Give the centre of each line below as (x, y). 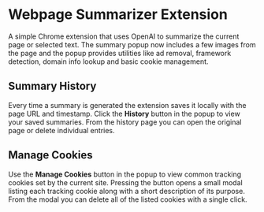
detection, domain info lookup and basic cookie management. (108, 61)
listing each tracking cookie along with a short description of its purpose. (127, 191)
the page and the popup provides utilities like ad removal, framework (120, 53)
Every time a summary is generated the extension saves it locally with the (127, 105)
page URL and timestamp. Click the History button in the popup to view (124, 113)
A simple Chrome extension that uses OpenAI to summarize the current (124, 36)
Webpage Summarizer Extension (118, 15)
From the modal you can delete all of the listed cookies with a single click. (128, 199)
